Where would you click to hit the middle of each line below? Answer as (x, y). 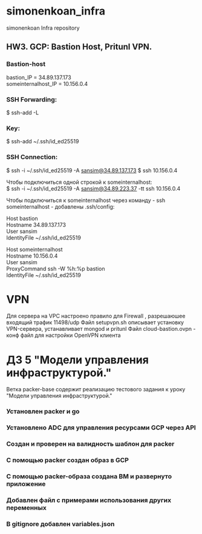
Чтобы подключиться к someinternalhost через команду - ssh (86, 200)
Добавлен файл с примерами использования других (89, 500)
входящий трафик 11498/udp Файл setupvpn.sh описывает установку (95, 322)
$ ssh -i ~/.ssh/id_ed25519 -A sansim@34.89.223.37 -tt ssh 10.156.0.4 (93, 188)
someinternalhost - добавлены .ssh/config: (60, 206)
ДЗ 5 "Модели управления (78, 360)
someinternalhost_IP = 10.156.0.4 (47, 83)
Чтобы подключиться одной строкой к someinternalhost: (79, 182)
